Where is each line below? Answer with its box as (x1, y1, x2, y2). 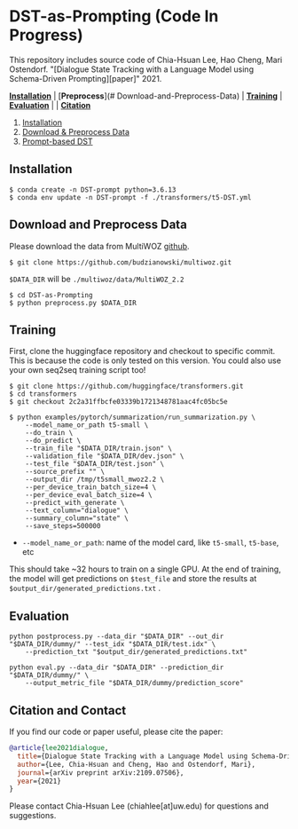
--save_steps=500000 (25, 522, 101, 531)
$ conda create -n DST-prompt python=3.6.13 (9, 185, 176, 194)
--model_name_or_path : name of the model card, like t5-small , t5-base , (21, 537, 279, 548)
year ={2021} (17, 777, 62, 786)
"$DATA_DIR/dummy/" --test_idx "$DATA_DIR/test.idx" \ (9, 640, 216, 649)
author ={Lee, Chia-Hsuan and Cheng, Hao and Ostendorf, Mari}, (17, 760, 255, 769)
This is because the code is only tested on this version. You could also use (9, 355, 282, 366)
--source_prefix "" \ (25, 468, 105, 477)
